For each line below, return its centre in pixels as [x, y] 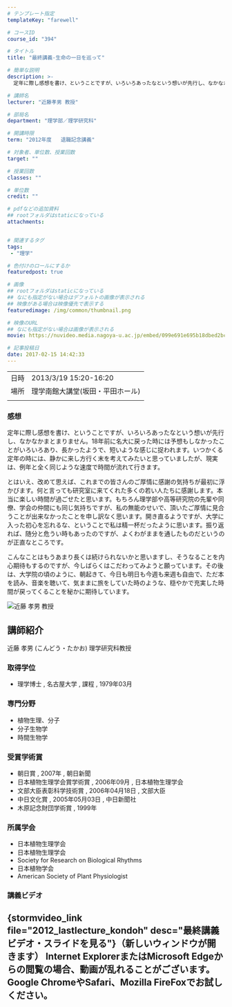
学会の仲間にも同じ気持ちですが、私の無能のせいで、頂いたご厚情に [116, 508]
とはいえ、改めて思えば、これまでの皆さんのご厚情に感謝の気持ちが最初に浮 [116, 482]
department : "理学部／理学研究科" [52, 121]
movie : [17, 336]
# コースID [21, 32]
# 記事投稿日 [23, 348]
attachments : [26, 222]
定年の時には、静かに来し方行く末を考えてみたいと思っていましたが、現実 [113, 459]
